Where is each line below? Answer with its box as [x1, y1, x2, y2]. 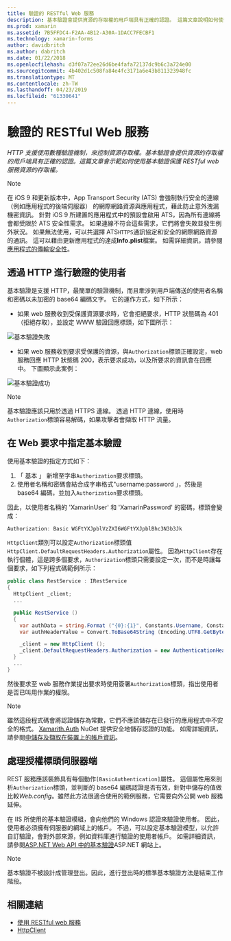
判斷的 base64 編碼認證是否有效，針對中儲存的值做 [77, 783, 222, 792]
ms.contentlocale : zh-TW [7, 80, 78, 87]
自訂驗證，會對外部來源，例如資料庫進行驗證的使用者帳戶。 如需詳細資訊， [7, 832, 219, 840]
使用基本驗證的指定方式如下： [7, 456, 91, 465]
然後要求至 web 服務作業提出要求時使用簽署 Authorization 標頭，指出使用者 [7, 679, 219, 687]
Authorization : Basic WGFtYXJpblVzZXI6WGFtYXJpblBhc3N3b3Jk [7, 525, 183, 532]
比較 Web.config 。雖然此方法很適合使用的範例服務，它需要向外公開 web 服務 [7, 792, 223, 800]
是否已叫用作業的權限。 [7, 688, 73, 696]
